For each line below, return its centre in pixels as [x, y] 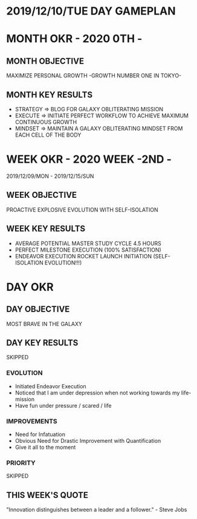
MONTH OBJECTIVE [45, 61]
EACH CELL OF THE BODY [48, 135]
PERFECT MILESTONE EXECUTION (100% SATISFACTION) [88, 250]
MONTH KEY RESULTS [49, 95]
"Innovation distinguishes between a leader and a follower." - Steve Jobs [97, 510]
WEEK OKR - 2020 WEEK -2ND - [89, 159]
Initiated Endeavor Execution [50, 386]
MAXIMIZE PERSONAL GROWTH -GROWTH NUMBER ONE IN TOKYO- [94, 76]
